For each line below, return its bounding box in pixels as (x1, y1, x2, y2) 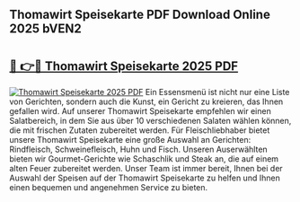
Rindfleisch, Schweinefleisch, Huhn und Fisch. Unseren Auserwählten (9, 144, 268, 154)
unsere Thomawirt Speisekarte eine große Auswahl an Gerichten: (9, 135, 251, 145)
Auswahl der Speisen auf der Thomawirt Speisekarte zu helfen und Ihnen (9, 172, 280, 183)
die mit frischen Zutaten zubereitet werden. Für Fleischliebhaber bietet (9, 125, 270, 136)
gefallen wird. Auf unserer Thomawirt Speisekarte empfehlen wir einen (9, 106, 271, 116)
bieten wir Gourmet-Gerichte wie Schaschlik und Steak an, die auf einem (9, 154, 279, 164)
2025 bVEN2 (9, 22, 83, 37)
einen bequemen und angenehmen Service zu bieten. (9, 182, 208, 192)
